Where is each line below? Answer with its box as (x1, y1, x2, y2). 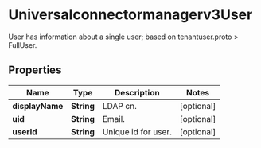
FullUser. (8, 40, 37, 49)
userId (12, 126, 37, 137)
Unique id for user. (102, 126, 173, 137)
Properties (8, 64, 62, 77)
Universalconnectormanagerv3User (8, 6, 253, 24)
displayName (12, 100, 64, 111)
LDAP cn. (102, 100, 137, 111)
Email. (102, 113, 126, 124)
